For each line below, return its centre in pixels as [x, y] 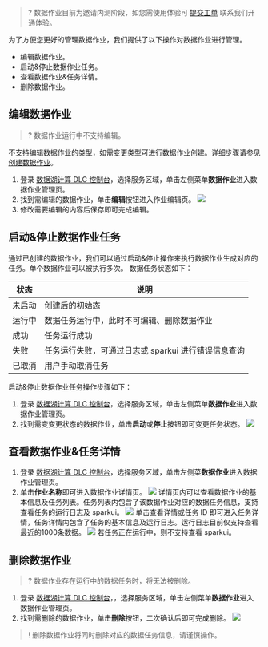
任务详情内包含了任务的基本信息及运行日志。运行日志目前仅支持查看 [146, 522]
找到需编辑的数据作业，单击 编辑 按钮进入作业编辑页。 [108, 199]
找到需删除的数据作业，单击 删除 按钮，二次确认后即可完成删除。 [125, 618]
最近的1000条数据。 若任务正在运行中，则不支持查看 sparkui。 [128, 532]
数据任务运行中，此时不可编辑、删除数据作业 [129, 320]
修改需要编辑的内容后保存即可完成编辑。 [86, 209]
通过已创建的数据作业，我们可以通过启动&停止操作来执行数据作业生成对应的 [133, 258]
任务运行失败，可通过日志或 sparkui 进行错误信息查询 [145, 350]
